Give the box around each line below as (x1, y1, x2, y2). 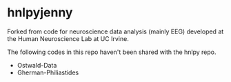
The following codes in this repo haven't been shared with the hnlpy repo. (7, 48, 217, 56)
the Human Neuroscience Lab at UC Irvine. (7, 34, 129, 42)
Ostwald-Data (17, 61, 57, 69)
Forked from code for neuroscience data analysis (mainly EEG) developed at (7, 27, 224, 36)
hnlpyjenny (7, 5, 73, 20)
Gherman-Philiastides (17, 68, 79, 77)
